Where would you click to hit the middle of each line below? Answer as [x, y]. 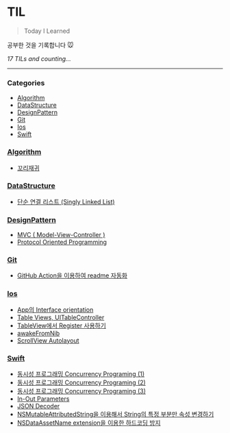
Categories [26, 83]
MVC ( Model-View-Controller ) [61, 235]
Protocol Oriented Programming [62, 242]
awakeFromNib [38, 333]
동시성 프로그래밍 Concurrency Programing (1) [81, 374]
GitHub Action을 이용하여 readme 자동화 [72, 275]
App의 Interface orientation [55, 310]
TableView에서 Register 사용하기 [61, 325]
